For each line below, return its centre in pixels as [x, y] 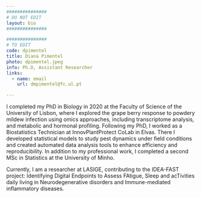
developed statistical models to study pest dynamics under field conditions [99, 138]
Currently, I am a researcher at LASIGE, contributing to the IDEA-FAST [93, 170]
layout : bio [21, 23]
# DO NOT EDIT [24, 17]
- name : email [29, 79]
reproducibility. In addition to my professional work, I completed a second [97, 152]
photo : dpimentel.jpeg [35, 62]
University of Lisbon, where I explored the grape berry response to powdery [101, 113]
